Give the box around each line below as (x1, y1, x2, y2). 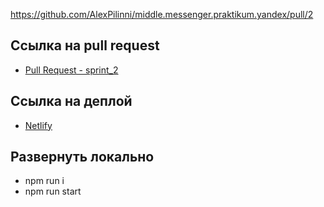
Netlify (24, 119, 53, 131)
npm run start (24, 185, 82, 198)
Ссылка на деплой (10, 93, 133, 110)
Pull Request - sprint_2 (24, 64, 119, 76)
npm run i (24, 175, 65, 187)
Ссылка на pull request (10, 37, 160, 54)
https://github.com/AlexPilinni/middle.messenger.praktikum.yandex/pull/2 (10, 9, 314, 20)
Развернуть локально (10, 149, 155, 166)
